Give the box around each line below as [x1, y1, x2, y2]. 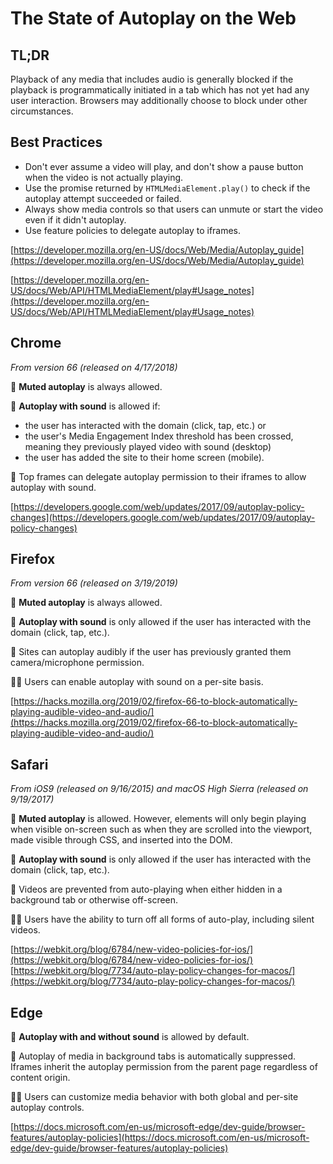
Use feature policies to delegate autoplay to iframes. [24, 224, 242, 236]
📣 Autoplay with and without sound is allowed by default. [10, 1031, 250, 1043]
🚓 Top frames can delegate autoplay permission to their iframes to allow [10, 470, 307, 482]
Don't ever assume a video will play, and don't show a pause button [24, 160, 304, 172]
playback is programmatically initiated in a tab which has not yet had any [10, 84, 310, 96]
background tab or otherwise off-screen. [10, 894, 179, 906]
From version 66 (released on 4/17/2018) [10, 361, 178, 373]
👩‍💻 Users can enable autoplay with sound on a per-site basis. [10, 676, 264, 688]
